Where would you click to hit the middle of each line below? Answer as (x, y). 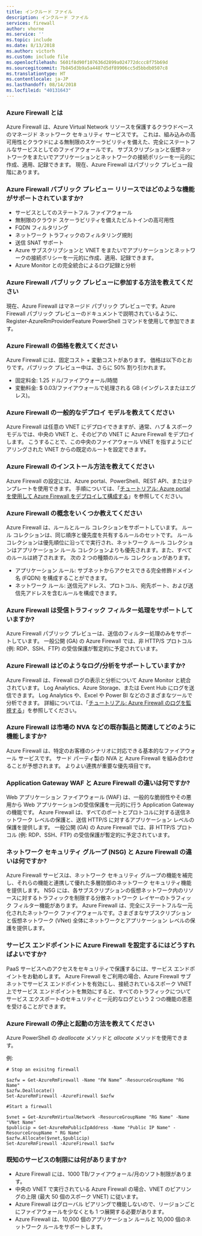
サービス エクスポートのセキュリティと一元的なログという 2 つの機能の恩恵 (99, 999)
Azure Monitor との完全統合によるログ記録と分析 (75, 266)
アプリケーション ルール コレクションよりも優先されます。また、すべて (104, 550)
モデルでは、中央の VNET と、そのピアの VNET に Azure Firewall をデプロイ (100, 435)
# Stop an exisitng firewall (43, 1070)
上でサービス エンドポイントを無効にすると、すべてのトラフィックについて (99, 991)
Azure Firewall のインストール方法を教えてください (81, 467)
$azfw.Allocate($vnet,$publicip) (48, 1138)
